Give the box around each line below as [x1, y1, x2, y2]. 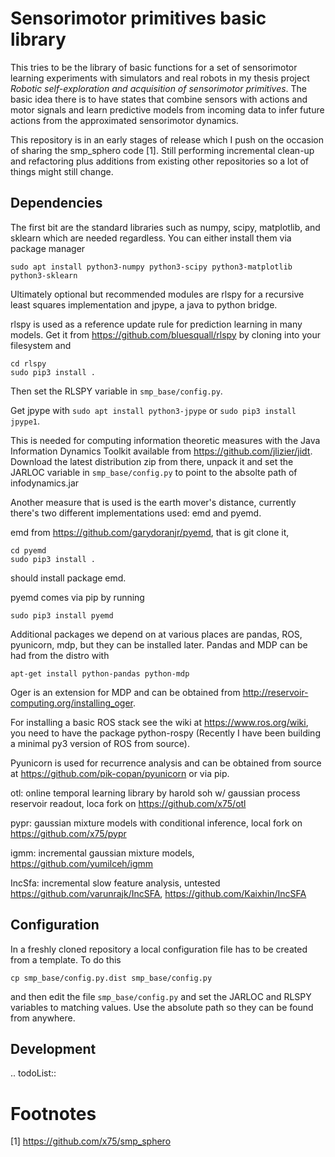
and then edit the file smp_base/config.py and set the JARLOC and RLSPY [10, 990, 312, 1002]
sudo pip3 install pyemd [10, 610, 114, 621]
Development [10, 1040, 97, 1057]
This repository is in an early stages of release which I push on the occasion [10, 133, 325, 146]
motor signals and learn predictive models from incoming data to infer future [10, 103, 325, 116]
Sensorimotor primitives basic [10, 7, 267, 30]
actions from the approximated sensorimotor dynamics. [10, 114, 239, 126]
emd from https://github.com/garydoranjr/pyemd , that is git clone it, [10, 526, 290, 538]
